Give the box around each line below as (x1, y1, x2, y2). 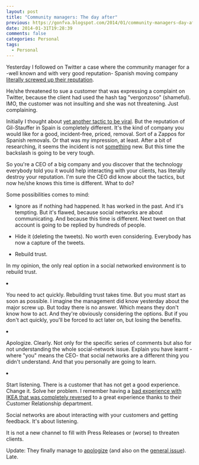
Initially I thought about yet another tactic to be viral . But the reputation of (6, 118, 185, 125)
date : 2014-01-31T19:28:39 (6, 25, 73, 31)
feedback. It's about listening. (6, 418, 79, 425)
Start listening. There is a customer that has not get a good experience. (6, 381, 180, 388)
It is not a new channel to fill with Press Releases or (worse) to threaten (6, 429, 179, 436)
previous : (6, 20, 31, 25)
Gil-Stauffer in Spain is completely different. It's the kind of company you (6, 124, 184, 131)
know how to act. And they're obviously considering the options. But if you (6, 310, 188, 317)
